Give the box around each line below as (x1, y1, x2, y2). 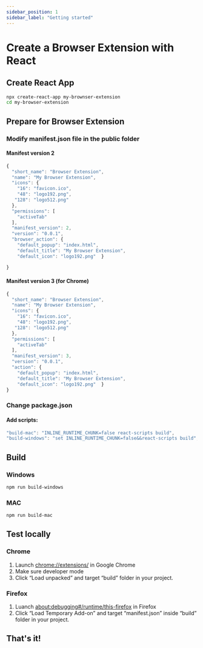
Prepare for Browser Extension (6, 116, 125, 126)
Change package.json (6, 401, 73, 410)
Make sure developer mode (15, 567, 84, 575)
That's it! (6, 633, 41, 644)
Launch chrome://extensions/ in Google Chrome (15, 561, 136, 568)
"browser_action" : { (12, 236, 64, 243)
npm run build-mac (6, 513, 53, 519)
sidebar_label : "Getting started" (6, 15, 94, 21)
